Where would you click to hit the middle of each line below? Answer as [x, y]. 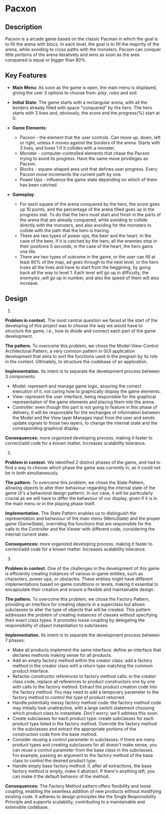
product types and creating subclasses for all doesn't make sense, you [84, 745]
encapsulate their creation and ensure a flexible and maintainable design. [80, 589]
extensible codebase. [27, 807]
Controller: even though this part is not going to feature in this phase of [85, 407]
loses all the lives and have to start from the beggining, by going [85, 267]
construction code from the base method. [55, 734]
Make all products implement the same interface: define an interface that [86, 650]
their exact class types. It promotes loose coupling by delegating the [75, 620]
